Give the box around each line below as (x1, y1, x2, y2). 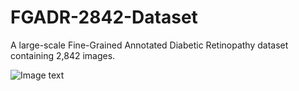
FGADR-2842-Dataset (10, 6, 198, 29)
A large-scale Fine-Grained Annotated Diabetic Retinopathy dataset (10, 39, 289, 51)
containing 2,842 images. (10, 49, 116, 61)
